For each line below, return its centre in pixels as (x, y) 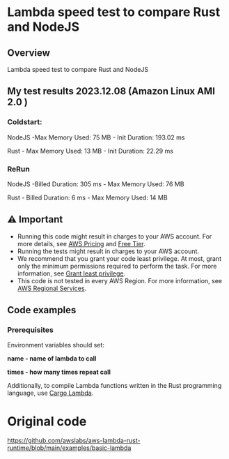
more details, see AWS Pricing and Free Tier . (81, 243)
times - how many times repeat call (59, 372)
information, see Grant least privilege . (71, 273)
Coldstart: (25, 122)
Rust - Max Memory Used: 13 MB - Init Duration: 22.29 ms (90, 151)
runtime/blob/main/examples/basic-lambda (69, 448)
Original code (47, 421)
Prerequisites (30, 330)
